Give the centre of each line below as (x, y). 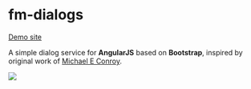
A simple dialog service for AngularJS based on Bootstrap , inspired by (125, 52)
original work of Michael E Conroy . (65, 61)
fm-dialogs (46, 15)
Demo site (25, 37)
